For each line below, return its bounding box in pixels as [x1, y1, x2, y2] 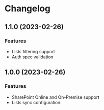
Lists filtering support [11, 48, 55, 54]
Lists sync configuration [11, 99, 61, 105]
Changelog [4, 3, 51, 14]
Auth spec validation [11, 54, 53, 60]
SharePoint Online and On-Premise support [11, 94, 100, 100]
